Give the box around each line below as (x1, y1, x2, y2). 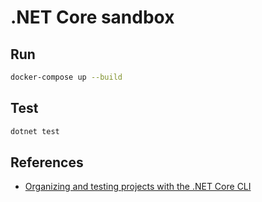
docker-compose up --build (10, 72, 123, 82)
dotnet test (10, 126, 60, 136)
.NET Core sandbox (10, 6, 175, 29)
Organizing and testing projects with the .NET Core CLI (24, 181, 252, 193)
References (10, 154, 84, 171)
